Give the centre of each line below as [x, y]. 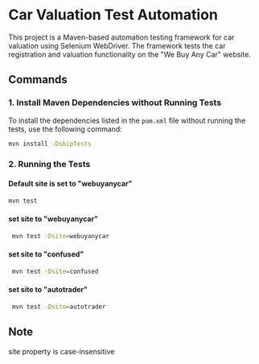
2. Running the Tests [49, 165]
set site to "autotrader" [48, 290]
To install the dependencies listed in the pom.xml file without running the [127, 120]
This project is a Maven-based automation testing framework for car [121, 37]
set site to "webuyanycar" [53, 219]
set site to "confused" [46, 254]
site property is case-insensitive [62, 351]
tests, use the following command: [65, 129]
